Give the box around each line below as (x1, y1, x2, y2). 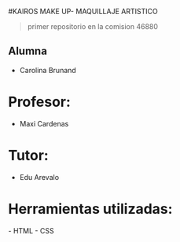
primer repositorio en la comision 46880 (27, 22, 159, 31)
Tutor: (8, 146, 49, 164)
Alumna (8, 45, 47, 58)
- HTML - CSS (8, 225, 54, 235)
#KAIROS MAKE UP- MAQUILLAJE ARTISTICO (8, 7, 159, 16)
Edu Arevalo (19, 172, 60, 181)
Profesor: (8, 93, 71, 111)
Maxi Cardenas (19, 119, 69, 128)
